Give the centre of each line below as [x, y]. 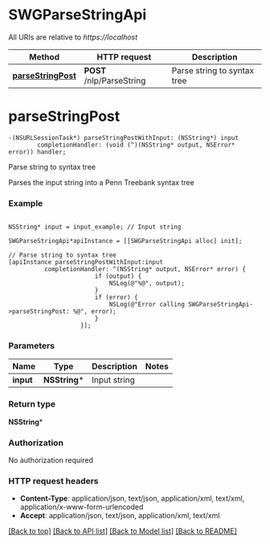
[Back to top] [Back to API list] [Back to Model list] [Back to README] [123, 531]
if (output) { [118, 276]
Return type [32, 404]
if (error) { [116, 298]
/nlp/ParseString [115, 80]
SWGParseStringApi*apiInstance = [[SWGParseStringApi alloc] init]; [125, 241]
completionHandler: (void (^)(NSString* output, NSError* [136, 145]
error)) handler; [37, 152]
